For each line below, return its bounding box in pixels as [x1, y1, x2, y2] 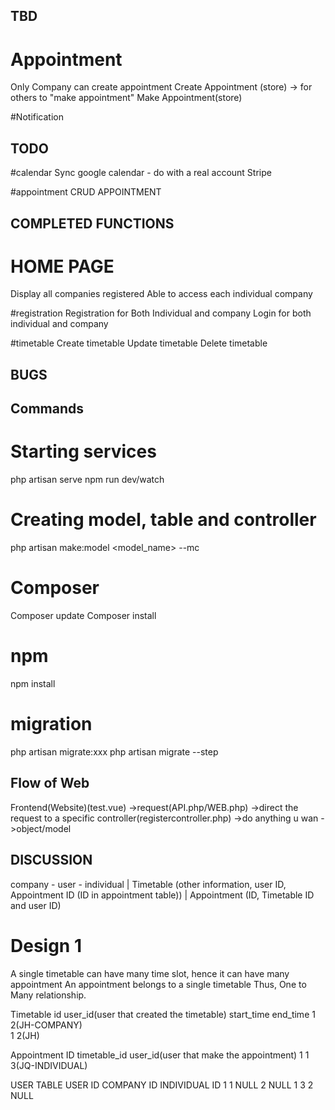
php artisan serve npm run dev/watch [10, 474, 165, 486]
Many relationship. [10, 989, 87, 1001]
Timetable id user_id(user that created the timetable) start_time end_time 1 [10, 1008, 316, 1020]
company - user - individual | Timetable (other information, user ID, [10, 878, 287, 890]
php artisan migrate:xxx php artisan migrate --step [10, 745, 219, 758]
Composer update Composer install [10, 610, 157, 622]
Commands [10, 400, 85, 418]
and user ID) [10, 899, 62, 911]
